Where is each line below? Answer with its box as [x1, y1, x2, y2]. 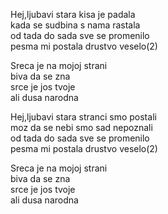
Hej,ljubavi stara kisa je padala [10, 9, 136, 20]
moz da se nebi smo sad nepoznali [10, 122, 153, 133]
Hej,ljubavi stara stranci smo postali [10, 111, 157, 123]
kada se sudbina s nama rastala [10, 19, 141, 31]
